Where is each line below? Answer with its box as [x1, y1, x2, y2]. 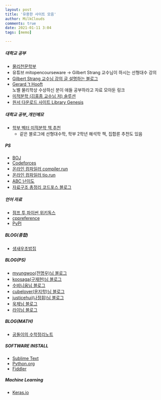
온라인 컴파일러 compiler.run [12, 165, 68, 172]
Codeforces [12, 160, 36, 166]
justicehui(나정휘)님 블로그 [12, 294, 64, 300]
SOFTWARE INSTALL [5, 343, 49, 349]
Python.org [12, 360, 35, 366]
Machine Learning [5, 377, 43, 383]
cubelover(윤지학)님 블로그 [12, 288, 65, 294]
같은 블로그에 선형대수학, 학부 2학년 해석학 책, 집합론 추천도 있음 [19, 131, 143, 136]
